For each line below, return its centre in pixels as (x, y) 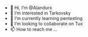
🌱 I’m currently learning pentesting (46, 18)
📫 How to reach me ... (34, 29)
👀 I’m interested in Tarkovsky (40, 13)
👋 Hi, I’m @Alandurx (31, 8)
